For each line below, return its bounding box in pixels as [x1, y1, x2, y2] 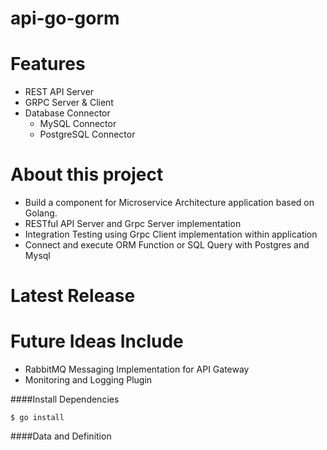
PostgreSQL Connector [39, 128, 136, 141]
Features [10, 53, 86, 76]
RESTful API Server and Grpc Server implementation [24, 218, 242, 230]
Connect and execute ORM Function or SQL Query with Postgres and [24, 239, 310, 251]
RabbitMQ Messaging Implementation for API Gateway [24, 363, 250, 376]
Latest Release [10, 285, 136, 307]
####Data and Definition [10, 430, 112, 442]
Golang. [24, 207, 58, 219]
